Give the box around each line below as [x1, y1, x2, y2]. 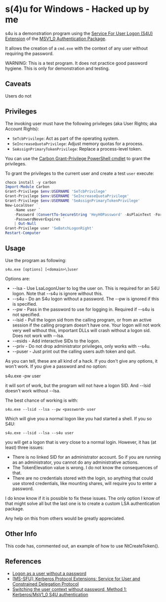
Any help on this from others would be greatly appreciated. [5, 515, 125, 521]
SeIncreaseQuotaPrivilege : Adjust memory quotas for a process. [12, 140, 144, 147]
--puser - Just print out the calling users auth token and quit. [12, 348, 136, 354]
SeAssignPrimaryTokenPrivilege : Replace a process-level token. [12, 146, 142, 152]
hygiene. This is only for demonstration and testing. [5, 65, 110, 71]
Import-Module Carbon [5, 184, 50, 189]
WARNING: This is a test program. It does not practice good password [5, 60, 148, 66]
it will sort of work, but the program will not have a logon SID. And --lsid [5, 383, 151, 388]
